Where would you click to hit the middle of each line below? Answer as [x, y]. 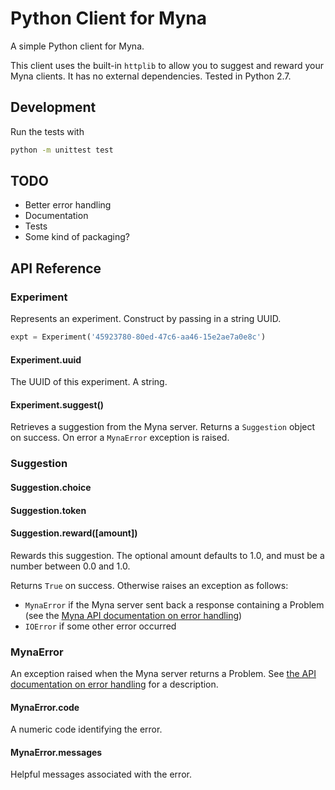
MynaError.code [45, 707]
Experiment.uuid [46, 359]
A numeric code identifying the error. [86, 729]
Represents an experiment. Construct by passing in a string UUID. [146, 319]
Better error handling [68, 205]
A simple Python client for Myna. [77, 46]
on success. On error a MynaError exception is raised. [120, 438]
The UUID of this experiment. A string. [89, 382]
